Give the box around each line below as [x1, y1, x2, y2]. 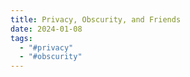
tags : [10, 33, 33, 43]
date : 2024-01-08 [10, 24, 83, 34]
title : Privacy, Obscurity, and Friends [10, 14, 182, 25]
